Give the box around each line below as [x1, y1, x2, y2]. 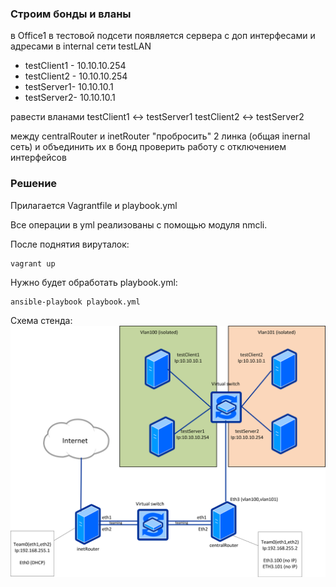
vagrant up [10, 258, 56, 269]
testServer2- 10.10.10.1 [24, 92, 116, 104]
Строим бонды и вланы [10, 7, 132, 21]
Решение [10, 177, 58, 191]
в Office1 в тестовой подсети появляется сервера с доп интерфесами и [10, 30, 316, 42]
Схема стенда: [10, 314, 73, 326]
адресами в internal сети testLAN [10, 40, 152, 52]
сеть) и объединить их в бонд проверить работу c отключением [10, 141, 287, 153]
